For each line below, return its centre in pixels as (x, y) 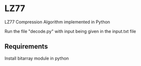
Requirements (26, 47)
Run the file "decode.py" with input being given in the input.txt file (70, 31)
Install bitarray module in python (37, 58)
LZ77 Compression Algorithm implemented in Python (57, 22)
